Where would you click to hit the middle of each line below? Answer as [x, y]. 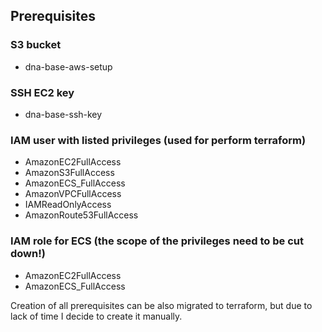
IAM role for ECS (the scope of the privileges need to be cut [157, 241]
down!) [28, 254]
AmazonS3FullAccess [69, 173]
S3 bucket [36, 45]
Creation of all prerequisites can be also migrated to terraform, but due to [161, 305]
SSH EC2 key [42, 92]
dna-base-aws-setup [68, 66]
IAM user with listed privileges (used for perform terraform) [158, 140]
